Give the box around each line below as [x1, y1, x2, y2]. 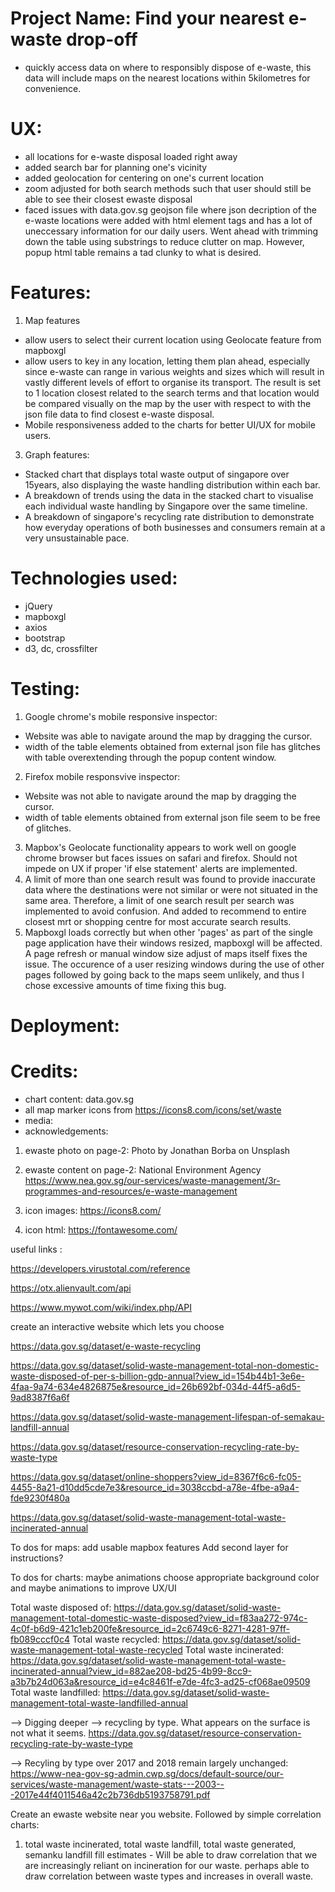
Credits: [10, 1060, 79, 1083]
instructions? [10, 1552, 64, 1564]
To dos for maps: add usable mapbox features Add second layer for [10, 1541, 289, 1553]
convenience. [24, 82, 82, 94]
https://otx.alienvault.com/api [10, 1282, 132, 1294]
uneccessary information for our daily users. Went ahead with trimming [24, 225, 319, 237]
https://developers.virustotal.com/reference [10, 1262, 191, 1274]
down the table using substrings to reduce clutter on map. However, [24, 235, 305, 247]
